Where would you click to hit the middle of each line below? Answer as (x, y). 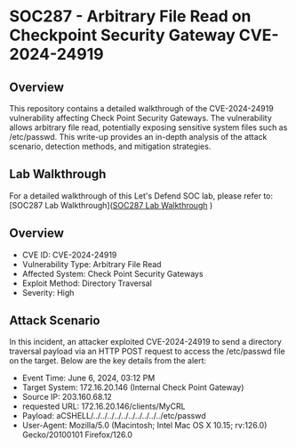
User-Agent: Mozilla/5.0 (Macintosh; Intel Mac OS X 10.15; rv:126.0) (144, 426)
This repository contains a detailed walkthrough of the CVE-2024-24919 (141, 108)
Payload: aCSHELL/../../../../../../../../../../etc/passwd (114, 416)
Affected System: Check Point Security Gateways (112, 273)
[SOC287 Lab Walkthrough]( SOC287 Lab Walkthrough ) (111, 205)
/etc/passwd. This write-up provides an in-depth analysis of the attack (138, 137)
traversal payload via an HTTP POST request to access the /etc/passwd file (148, 351)
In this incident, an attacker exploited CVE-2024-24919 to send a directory (145, 342)
